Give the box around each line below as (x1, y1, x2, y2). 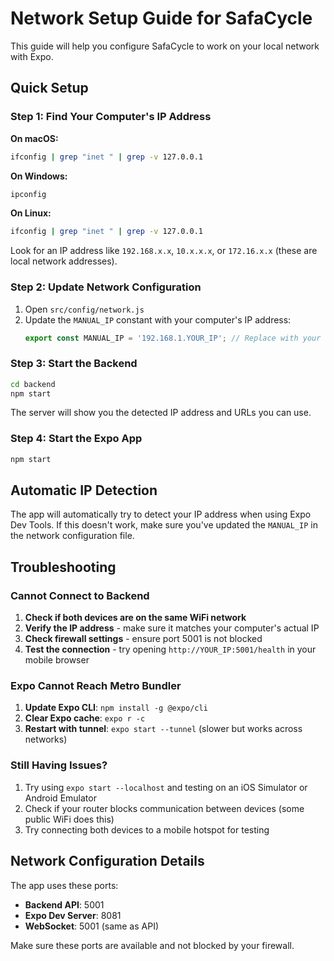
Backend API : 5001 (24, 898, 105, 911)
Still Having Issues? (10, 758, 108, 772)
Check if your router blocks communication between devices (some (24, 802, 305, 814)
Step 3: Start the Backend (10, 357, 138, 371)
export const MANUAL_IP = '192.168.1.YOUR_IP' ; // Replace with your (24, 333, 322, 343)
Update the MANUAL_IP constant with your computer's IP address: (24, 313, 292, 326)
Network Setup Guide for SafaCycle (10, 7, 313, 30)
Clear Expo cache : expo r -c (24, 712, 146, 724)
